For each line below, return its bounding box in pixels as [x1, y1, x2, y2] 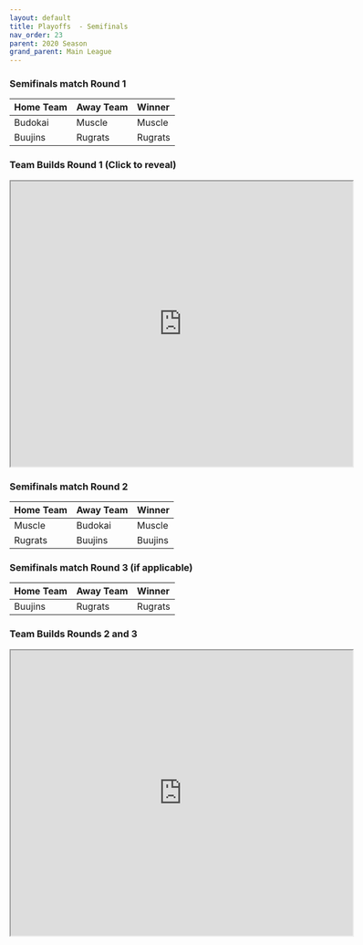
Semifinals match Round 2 [9, 480, 129, 493]
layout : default [9, 13, 71, 23]
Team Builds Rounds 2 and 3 [9, 627, 138, 640]
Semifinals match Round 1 [9, 78, 127, 90]
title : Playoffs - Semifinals [9, 22, 129, 31]
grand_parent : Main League [9, 47, 112, 57]
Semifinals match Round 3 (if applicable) [9, 561, 193, 573]
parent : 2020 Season [9, 38, 88, 48]
